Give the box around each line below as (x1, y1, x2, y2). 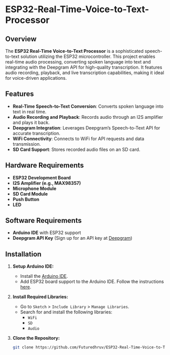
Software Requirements (5, 216, 82, 225)
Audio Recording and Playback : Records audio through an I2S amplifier (12, 114, 163, 120)
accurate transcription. (12, 130, 61, 136)
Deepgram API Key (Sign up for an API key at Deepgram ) (12, 235, 133, 241)
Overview (5, 35, 37, 43)
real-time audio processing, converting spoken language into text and (5, 59, 151, 64)
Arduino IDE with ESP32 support (12, 230, 81, 236)
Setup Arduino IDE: (12, 263, 54, 270)
